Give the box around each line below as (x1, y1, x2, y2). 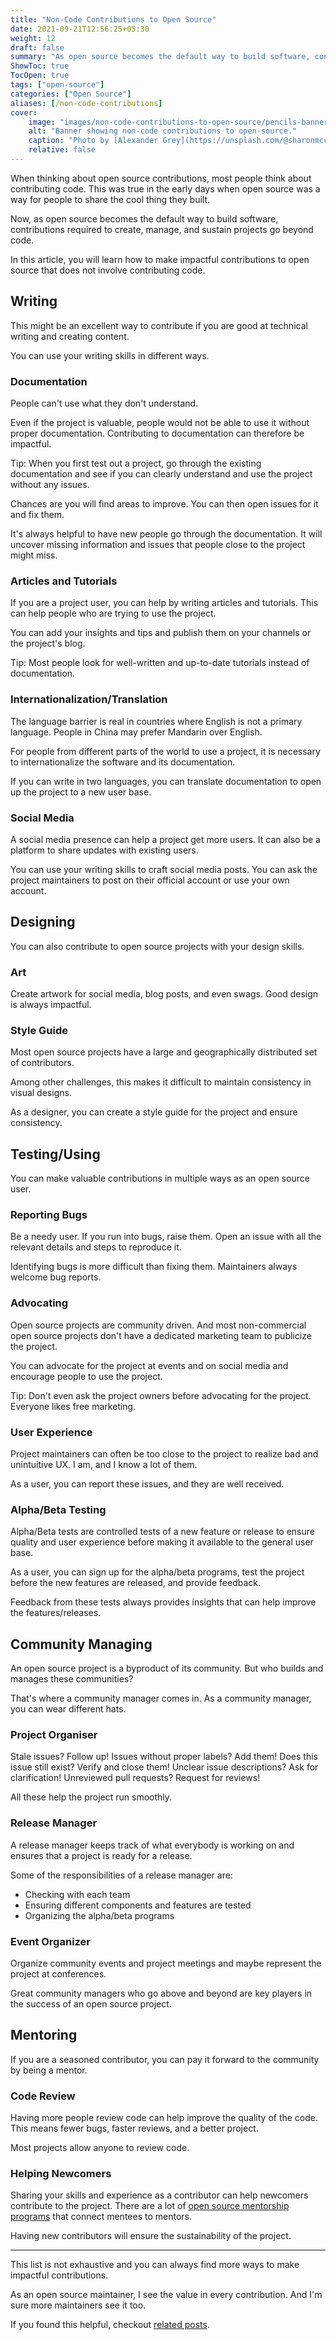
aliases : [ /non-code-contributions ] (10, 98, 163, 108)
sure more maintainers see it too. (10, 2299, 147, 2311)
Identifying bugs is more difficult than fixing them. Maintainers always (10, 1261, 298, 1273)
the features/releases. (10, 1607, 102, 1619)
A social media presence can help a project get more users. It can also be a (10, 833, 321, 845)
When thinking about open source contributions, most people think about (10, 172, 312, 184)
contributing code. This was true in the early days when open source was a (10, 182, 321, 195)
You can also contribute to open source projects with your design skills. (10, 940, 305, 952)
